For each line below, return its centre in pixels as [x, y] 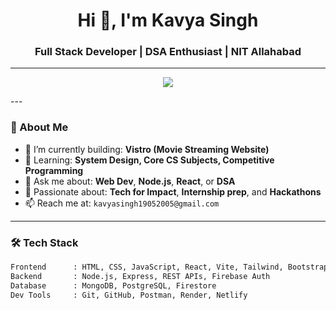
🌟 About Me [39, 127]
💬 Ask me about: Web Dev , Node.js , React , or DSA [130, 181]
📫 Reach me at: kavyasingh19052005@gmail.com [122, 203]
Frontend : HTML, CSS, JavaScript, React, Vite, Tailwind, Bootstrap [169, 267]
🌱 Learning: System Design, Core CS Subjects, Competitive [149, 160]
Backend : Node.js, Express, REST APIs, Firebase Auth [140, 276]
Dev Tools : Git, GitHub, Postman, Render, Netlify [129, 295]
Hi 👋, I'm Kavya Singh [168, 20]
